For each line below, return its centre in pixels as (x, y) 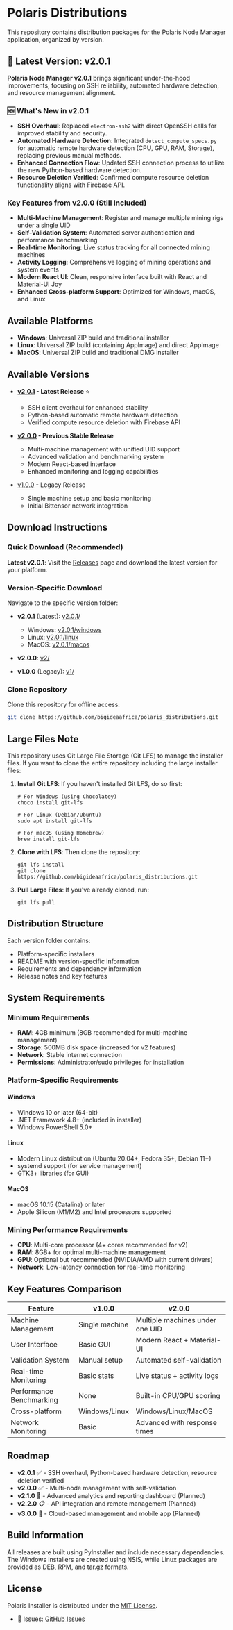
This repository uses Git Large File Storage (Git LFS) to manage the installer (115, 756)
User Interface (34, 1345)
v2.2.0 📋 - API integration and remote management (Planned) (106, 1503)
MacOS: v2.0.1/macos (59, 644)
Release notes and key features (62, 976)
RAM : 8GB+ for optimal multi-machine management (92, 1252)
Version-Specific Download (55, 588)
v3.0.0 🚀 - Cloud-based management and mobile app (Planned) (109, 1513)
